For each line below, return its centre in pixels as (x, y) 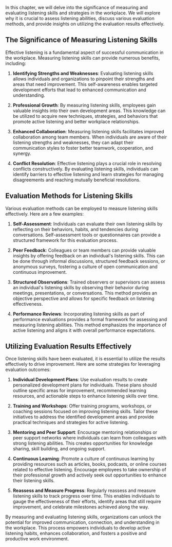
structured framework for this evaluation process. (65, 240)
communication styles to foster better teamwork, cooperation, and (83, 148)
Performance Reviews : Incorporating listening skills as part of (79, 314)
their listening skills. (34, 481)
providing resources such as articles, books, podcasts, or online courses (90, 464)
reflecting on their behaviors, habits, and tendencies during (75, 229)
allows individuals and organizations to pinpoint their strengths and (84, 79)
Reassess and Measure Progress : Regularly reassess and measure (84, 490)
